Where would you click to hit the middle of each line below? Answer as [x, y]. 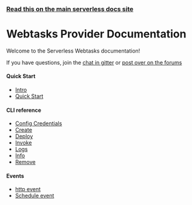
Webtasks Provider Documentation [96, 34]
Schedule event [35, 196]
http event [28, 189]
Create [23, 130]
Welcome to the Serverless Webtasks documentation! [73, 51]
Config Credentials [38, 123]
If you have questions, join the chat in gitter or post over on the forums [94, 62]
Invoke [23, 143]
